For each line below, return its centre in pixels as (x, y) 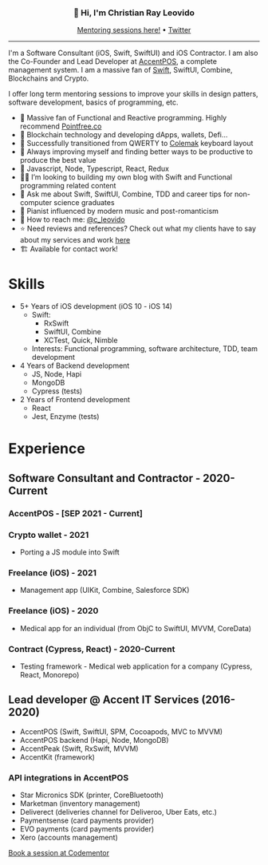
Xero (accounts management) (69, 838)
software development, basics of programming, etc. (93, 102)
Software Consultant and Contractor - (104, 478)
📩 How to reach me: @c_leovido (72, 219)
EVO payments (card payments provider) (87, 829)
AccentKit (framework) (57, 756)
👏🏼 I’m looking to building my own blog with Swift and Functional (126, 177)
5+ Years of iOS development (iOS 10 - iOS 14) (96, 306)
